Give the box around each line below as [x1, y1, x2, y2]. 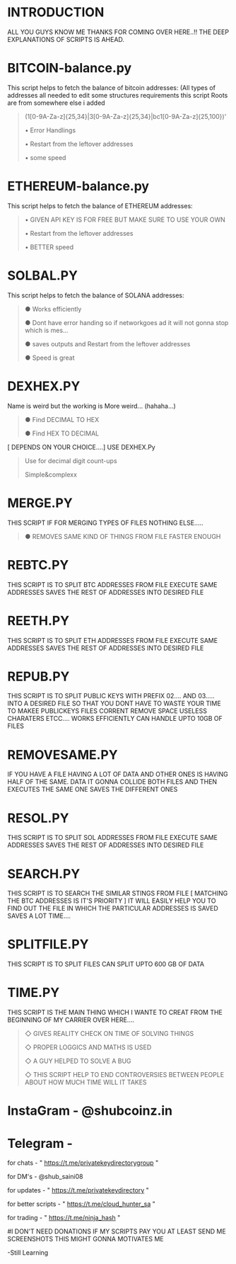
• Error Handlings [24, 125, 76, 135]
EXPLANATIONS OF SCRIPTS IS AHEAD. [7, 35, 125, 43]
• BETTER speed [24, 242, 74, 251]
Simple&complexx [24, 470, 78, 479]
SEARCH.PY [7, 865, 81, 882]
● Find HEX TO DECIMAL [24, 429, 100, 438]
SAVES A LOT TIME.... [7, 911, 71, 921]
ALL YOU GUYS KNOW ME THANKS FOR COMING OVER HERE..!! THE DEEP [7, 28, 230, 36]
